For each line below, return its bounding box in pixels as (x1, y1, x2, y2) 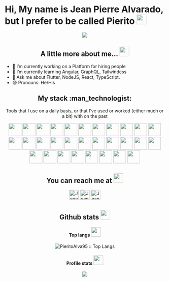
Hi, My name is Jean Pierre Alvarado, (5, 4, 163, 15)
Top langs (69, 232, 90, 238)
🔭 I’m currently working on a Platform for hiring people (12, 63, 126, 69)
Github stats (59, 212, 99, 222)
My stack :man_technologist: (38, 94, 132, 103)
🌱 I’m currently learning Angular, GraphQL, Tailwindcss (12, 69, 127, 75)
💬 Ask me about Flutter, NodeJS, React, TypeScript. (12, 74, 120, 80)
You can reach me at (46, 176, 112, 185)
